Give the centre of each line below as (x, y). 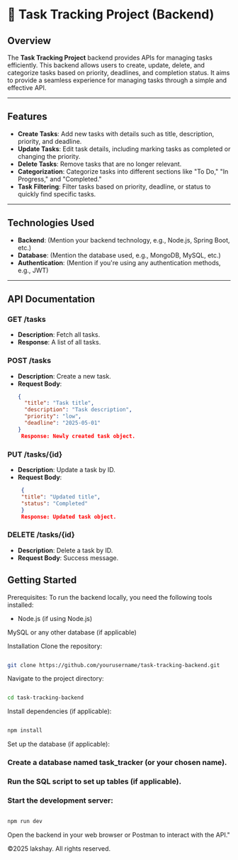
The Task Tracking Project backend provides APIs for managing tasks (110, 57)
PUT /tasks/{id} (35, 454)
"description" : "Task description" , (78, 410)
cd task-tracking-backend (45, 698)
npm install (25, 731)
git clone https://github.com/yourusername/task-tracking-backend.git (114, 665)
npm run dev (25, 822)
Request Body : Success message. (68, 558)
